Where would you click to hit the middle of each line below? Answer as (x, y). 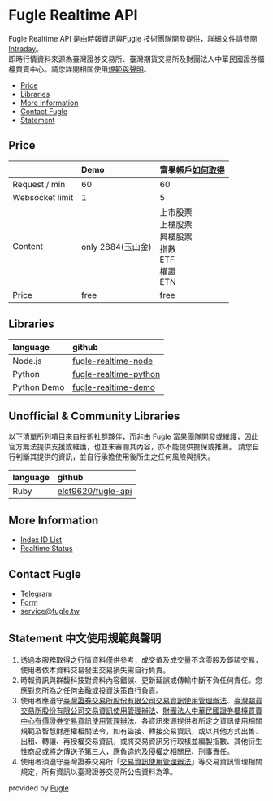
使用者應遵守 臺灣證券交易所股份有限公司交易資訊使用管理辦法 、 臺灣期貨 (141, 700)
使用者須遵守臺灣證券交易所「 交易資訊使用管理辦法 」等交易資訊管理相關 (141, 761)
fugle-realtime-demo (114, 387)
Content (28, 246)
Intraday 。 (26, 48)
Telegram (36, 593)
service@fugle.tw (50, 611)
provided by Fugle (39, 788)
